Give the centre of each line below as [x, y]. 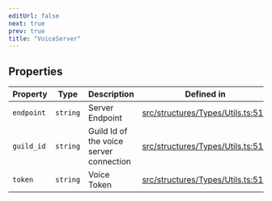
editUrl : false [34, 16]
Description [111, 94]
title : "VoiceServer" [45, 38]
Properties [36, 71]
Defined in [205, 94]
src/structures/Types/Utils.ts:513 [205, 180]
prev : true [27, 31]
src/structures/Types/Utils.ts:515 [205, 147]
